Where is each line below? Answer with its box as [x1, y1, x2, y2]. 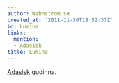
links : [7, 29, 26, 37]
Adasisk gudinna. [7, 67, 57, 76]
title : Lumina [7, 49, 49, 56]
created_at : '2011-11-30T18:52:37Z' [7, 17, 113, 24]
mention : [13, 36, 39, 43]
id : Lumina [7, 23, 39, 30]
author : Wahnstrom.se [7, 10, 70, 17]
